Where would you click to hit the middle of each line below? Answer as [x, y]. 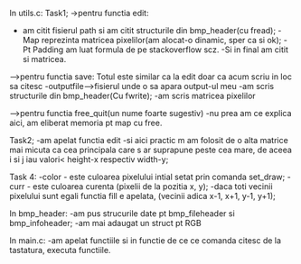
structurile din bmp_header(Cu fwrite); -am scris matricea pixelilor [132, 96]
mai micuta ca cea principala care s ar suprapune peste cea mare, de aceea [150, 150]
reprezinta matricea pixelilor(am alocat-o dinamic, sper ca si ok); [161, 40]
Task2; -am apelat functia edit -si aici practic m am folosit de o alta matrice [149, 140]
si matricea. [44, 59]
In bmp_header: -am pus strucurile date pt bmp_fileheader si [122, 214]
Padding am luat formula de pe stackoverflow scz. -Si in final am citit [161, 50]
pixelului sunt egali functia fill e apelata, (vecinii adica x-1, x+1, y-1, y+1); [142, 196]
